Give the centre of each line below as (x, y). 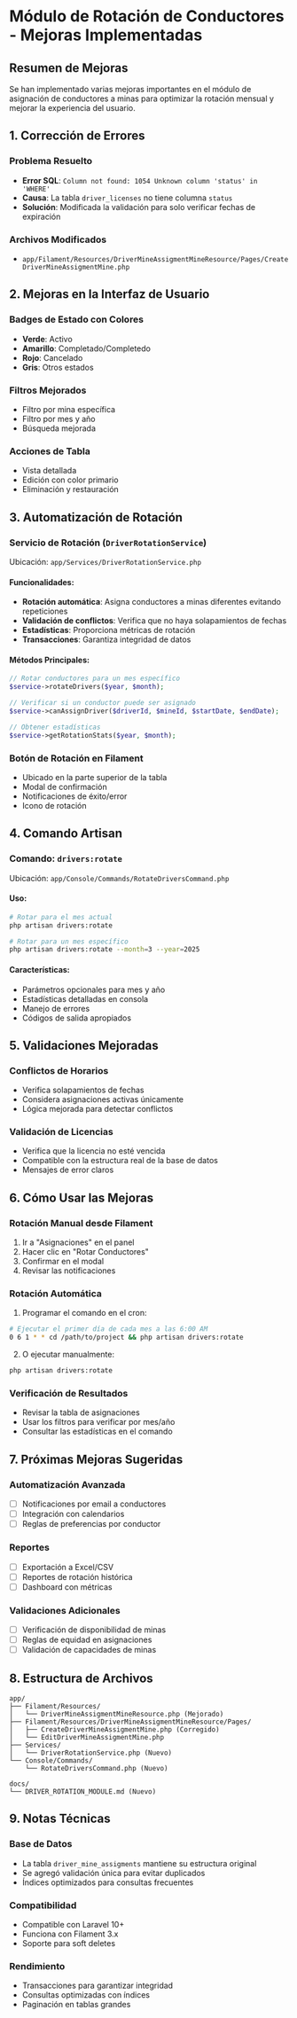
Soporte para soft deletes (69, 1944)
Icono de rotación (54, 805)
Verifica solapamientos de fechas (83, 1090)
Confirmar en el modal (63, 1262)
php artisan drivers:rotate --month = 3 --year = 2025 (105, 950)
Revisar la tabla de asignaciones (81, 1412)
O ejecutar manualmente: (68, 1355)
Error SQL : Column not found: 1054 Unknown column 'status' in (140, 180)
